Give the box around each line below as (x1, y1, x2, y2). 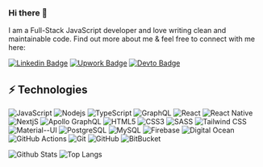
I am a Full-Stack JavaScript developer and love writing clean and (8, 26, 227, 35)
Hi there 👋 (8, 7, 48, 19)
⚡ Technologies (8, 82, 88, 96)
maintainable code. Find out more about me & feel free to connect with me (8, 34, 256, 44)
